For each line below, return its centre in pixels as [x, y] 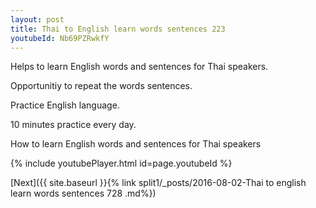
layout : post [37, 19]
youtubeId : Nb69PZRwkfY [60, 38]
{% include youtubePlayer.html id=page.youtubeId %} [121, 163]
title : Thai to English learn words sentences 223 [118, 29]
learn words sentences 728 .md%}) [83, 193]
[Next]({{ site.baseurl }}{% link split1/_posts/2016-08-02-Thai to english [158, 183]
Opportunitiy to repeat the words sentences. [101, 86]
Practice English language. [65, 105]
